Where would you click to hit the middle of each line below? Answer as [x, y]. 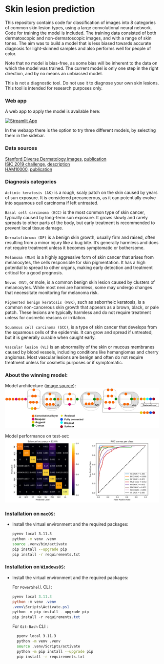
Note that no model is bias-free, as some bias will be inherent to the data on [81, 63]
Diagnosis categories [31, 182]
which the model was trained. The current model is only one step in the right [82, 68]
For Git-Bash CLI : [30, 626]
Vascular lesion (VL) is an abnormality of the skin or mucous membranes [80, 347]
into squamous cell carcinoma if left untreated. [52, 203]
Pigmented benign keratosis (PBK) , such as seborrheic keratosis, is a [75, 302]
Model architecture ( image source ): [41, 386]
